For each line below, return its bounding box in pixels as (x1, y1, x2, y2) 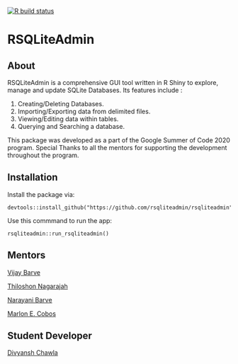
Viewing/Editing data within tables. (17, 115, 119, 123)
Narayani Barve (7, 295, 52, 304)
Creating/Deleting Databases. (17, 100, 104, 108)
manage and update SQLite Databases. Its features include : (7, 86, 183, 94)
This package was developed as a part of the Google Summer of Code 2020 (7, 136, 230, 144)
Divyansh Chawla (7, 348, 58, 357)
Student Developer (7, 330, 92, 342)
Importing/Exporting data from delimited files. (17, 107, 151, 115)
